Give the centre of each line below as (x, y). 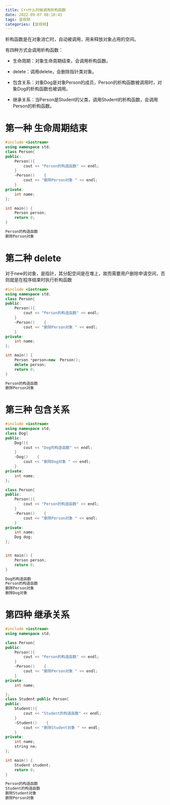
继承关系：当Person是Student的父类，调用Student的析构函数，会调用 (85, 100)
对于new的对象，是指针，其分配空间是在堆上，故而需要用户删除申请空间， (83, 273)
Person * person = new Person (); (47, 360)
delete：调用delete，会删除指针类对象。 (55, 72)
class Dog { (17, 433)
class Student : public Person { (37, 699)
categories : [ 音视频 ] (27, 24)
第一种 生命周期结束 (46, 128)
